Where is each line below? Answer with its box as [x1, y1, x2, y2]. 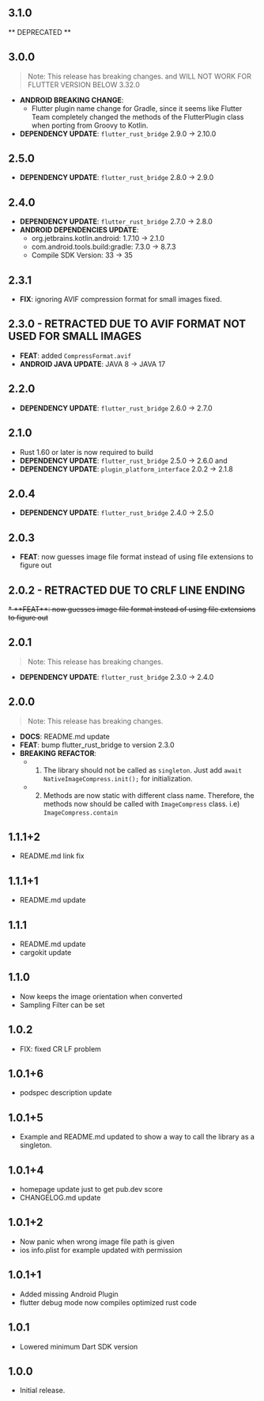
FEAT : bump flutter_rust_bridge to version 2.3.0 [19, 740, 175, 750]
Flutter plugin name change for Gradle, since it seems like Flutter [31, 103, 243, 113]
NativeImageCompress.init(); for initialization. [43, 773, 193, 783]
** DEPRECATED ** [8, 27, 71, 36]
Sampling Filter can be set [19, 1000, 105, 1010]
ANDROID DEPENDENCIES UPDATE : [19, 225, 139, 235]
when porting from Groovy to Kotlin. [31, 120, 149, 130]
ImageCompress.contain [43, 808, 119, 817]
